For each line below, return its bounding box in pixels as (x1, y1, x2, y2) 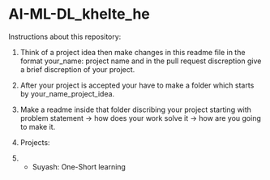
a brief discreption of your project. (19, 64, 135, 74)
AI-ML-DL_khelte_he (8, 5, 150, 24)
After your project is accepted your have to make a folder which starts (19, 80, 255, 90)
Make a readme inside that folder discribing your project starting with (19, 105, 251, 114)
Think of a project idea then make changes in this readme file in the (19, 47, 246, 57)
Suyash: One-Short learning (32, 161, 126, 171)
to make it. (19, 122, 56, 131)
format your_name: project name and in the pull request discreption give (19, 56, 262, 66)
